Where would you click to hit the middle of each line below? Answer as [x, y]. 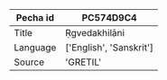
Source [29, 62]
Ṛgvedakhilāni [94, 33]
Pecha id [35, 18]
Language [35, 47]
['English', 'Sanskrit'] [109, 47]
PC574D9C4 [109, 18]
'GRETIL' [83, 62]
